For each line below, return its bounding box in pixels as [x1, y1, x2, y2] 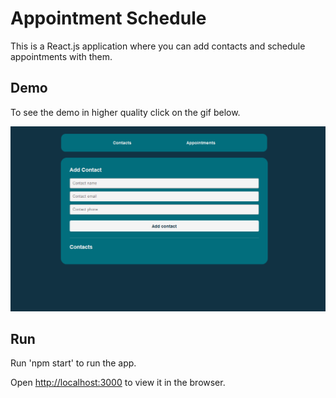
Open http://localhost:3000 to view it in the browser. [10, 377, 226, 389]
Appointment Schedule [10, 7, 207, 30]
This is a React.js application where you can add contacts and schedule [10, 40, 306, 52]
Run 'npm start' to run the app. [10, 357, 137, 369]
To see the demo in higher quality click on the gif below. [10, 106, 241, 118]
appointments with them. [10, 50, 113, 62]
